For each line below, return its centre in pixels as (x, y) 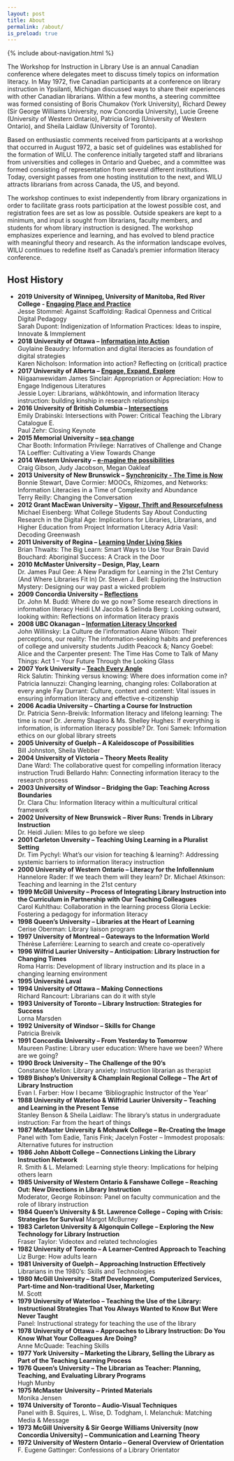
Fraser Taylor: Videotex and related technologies (87, 1242)
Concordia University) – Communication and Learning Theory (109, 1435)
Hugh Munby (36, 1383)
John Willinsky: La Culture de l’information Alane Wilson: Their (107, 632)
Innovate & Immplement (51, 334)
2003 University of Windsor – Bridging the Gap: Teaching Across (114, 788)
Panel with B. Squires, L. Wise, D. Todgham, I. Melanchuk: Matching (115, 1413)
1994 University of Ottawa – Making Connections (90, 989)
